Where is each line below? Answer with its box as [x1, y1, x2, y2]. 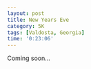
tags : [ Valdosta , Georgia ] [7, 29, 85, 36]
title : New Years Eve [7, 16, 70, 23]
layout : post [7, 10, 45, 17]
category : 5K [7, 23, 45, 29]
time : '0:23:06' [7, 36, 54, 42]
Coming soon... [7, 54, 50, 62]
